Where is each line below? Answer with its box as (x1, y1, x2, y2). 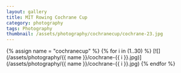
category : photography (6, 20, 63, 26)
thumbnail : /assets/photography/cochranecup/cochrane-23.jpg (6, 31, 164, 37)
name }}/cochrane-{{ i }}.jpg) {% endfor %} (67, 60, 176, 68)
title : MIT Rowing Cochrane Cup (6, 14, 87, 20)
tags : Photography (6, 25, 52, 32)
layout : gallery (6, 8, 47, 15)
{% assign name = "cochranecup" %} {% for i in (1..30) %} (6, 47, 152, 54)
